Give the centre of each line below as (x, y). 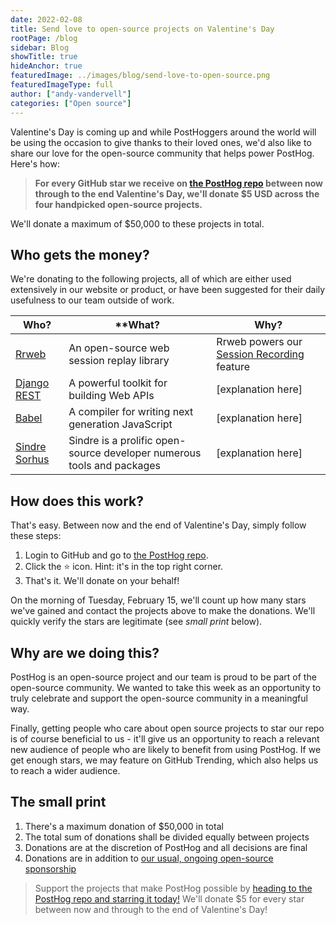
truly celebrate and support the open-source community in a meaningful (159, 698)
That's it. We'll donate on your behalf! (102, 581)
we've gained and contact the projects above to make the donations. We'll (163, 611)
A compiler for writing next (131, 412)
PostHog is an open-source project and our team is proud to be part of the (163, 677)
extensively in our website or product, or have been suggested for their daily (168, 290)
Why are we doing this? (85, 652)
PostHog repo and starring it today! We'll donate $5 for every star (169, 898)
